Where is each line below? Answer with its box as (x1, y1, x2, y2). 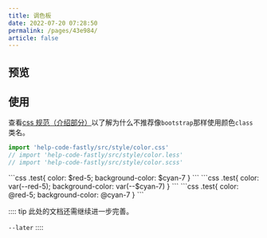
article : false (8, 34, 59, 42)
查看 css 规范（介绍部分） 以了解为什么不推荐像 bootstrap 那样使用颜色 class (8, 117, 253, 128)
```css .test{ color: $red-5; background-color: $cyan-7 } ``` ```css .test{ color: (8, 173, 260, 183)
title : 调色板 (8, 11, 52, 20)
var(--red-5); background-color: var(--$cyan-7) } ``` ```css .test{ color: (8, 181, 239, 192)
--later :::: (8, 223, 44, 232)
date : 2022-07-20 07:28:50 (8, 19, 98, 27)
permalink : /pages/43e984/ (8, 26, 98, 34)
